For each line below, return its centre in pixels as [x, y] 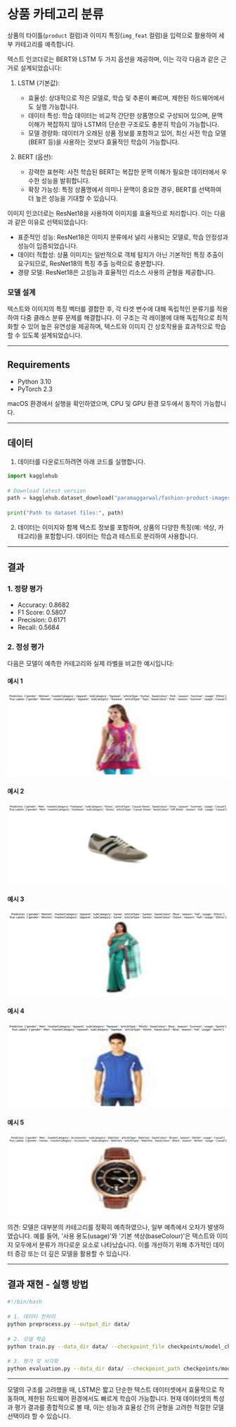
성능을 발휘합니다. [66, 180]
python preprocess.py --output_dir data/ [69, 1324]
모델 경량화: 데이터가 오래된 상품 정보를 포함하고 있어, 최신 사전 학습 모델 [127, 133]
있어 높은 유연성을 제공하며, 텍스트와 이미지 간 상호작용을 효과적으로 [120, 327]
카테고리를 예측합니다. [45, 44]
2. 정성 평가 [26, 647]
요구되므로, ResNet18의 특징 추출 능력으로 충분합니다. [91, 263]
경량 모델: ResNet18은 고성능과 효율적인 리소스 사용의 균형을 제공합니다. [116, 272]
